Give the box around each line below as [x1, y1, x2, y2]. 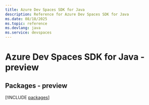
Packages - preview [5, 81, 68, 90]
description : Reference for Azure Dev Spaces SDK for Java [5, 12, 129, 17]
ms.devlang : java [5, 26, 41, 31]
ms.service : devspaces [5, 30, 52, 35]
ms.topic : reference [5, 21, 48, 26]
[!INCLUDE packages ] [5, 95, 50, 100]
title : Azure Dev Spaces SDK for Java [5, 7, 85, 12]
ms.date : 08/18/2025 [5, 16, 48, 21]
